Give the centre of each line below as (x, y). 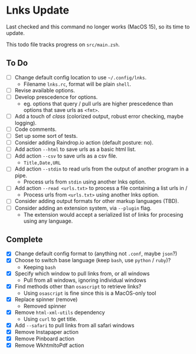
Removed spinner (45, 306)
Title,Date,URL (42, 163)
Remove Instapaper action (46, 332)
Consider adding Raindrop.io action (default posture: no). (84, 143)
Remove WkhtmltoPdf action (49, 345)
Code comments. (36, 129)
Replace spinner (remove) (46, 299)
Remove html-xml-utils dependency (60, 312)
